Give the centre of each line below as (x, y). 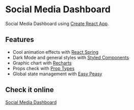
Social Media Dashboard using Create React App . (57, 24)
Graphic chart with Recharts (42, 63)
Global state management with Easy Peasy (57, 74)
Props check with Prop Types (44, 68)
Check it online (30, 90)
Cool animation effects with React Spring (56, 52)
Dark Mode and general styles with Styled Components (71, 57)
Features (20, 40)
